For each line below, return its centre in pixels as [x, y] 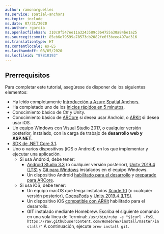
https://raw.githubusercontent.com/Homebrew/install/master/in [93, 222]
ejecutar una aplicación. [37, 154]
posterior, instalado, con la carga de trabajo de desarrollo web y [77, 133]
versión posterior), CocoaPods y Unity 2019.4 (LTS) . [80, 196]
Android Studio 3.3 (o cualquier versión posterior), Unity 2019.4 [91, 165]
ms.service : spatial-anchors [35, 14]
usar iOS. [21, 123]
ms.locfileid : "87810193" [31, 55]
